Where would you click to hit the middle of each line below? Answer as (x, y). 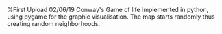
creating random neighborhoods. (54, 24)
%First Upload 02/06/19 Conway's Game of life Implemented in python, (108, 10)
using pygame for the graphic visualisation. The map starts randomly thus (111, 17)
